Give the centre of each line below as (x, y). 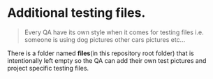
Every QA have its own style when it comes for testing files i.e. (114, 32)
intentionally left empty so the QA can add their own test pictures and (107, 60)
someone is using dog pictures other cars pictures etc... (105, 39)
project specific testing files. (48, 68)
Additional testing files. (76, 13)
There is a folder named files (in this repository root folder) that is (101, 53)
